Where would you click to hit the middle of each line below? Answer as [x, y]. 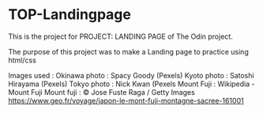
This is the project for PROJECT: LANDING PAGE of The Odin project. [120, 36]
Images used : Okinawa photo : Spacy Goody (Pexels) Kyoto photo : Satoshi [131, 75]
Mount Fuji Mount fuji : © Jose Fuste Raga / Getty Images [101, 92]
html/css [23, 60]
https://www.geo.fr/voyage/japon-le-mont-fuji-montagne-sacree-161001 [126, 100]
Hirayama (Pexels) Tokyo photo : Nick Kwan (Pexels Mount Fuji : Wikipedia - [131, 84]
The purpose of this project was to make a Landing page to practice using [128, 51]
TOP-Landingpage [70, 15]
